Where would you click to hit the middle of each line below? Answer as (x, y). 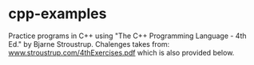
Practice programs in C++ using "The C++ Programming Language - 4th (127, 36)
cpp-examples (58, 14)
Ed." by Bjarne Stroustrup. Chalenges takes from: (89, 44)
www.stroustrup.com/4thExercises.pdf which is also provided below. (121, 52)
